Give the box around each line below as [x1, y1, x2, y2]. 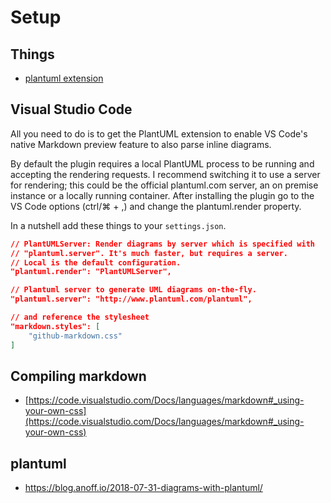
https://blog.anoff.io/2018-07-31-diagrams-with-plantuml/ [24, 482, 263, 494]
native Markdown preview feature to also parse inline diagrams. [10, 138, 272, 150]
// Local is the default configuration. [10, 257, 182, 268]
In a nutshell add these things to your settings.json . [10, 219, 227, 231]
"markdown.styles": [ [10, 321, 101, 331]
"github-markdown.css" [28, 331, 123, 341]
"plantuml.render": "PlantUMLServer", [10, 267, 172, 277]
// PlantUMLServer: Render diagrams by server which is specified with [10, 239, 315, 249]
